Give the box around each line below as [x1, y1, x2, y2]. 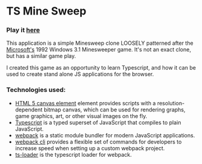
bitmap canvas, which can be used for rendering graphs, [44, 106, 186, 113]
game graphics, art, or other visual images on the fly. [15, 112, 147, 119]
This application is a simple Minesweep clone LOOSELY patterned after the [6, 39, 194, 47]
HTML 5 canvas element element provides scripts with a [15, 99, 156, 107]
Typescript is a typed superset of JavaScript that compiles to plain [15, 119, 181, 126]
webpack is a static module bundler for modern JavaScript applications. [15, 131, 195, 139]
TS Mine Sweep [6, 4, 87, 18]
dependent [15, 106, 43, 113]
